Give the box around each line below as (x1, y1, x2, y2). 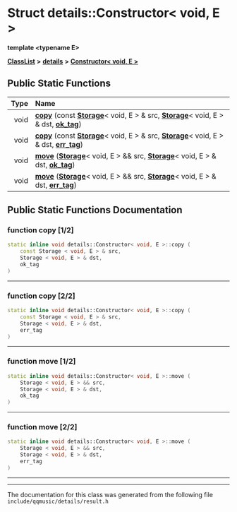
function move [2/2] (7, 422, 78, 432)
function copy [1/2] (7, 225, 74, 235)
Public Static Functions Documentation (7, 204, 183, 216)
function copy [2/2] (7, 291, 75, 301)
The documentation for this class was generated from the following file (7, 490, 214, 499)
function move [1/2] (7, 357, 76, 367)
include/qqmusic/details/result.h (7, 498, 109, 505)
